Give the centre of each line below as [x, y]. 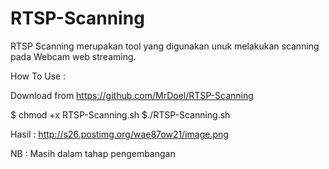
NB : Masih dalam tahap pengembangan [93, 153]
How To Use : [38, 76]
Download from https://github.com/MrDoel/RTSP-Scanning [132, 95]
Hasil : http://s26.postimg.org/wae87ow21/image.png [119, 134]
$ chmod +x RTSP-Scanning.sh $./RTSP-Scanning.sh [120, 114]
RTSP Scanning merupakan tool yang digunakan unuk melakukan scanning [165, 46]
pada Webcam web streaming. [73, 56]
